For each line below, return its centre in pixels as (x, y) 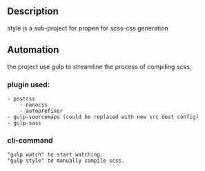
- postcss (21, 99)
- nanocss (34, 105)
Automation (33, 50)
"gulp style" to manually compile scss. (66, 161)
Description (33, 11)
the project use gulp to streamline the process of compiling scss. (99, 66)
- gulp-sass (24, 123)
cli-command (30, 140)
